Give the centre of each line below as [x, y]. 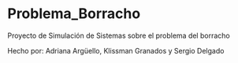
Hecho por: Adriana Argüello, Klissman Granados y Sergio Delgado [116, 50]
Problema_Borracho [74, 14]
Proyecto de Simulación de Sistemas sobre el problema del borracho [119, 35]
